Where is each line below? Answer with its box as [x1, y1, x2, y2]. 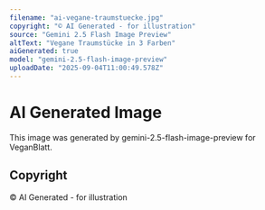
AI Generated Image [9, 103, 163, 123]
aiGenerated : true [9, 47, 79, 56]
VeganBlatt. [9, 142, 52, 152]
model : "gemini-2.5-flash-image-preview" [9, 55, 168, 64]
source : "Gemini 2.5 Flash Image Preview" [9, 30, 172, 39]
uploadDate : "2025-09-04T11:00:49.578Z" [9, 64, 165, 73]
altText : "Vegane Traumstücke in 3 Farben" [9, 38, 176, 48]
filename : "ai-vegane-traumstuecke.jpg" [9, 13, 165, 23]
